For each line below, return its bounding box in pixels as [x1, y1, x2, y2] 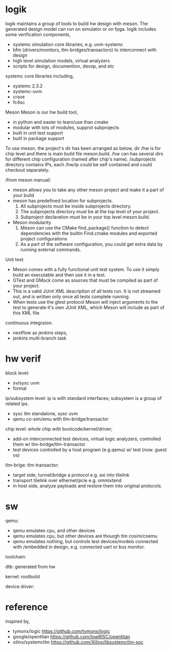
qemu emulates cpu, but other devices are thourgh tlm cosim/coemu [12, 533, 158, 539]
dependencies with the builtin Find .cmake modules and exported [20, 230, 158, 236]
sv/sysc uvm [12, 379, 40, 386]
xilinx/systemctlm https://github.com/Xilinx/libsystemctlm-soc [12, 639, 144, 645]
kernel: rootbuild [5, 573, 40, 579]
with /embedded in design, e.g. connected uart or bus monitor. [12, 544, 145, 550]
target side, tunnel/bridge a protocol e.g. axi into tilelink [12, 472, 130, 478]
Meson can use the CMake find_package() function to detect [20, 225, 149, 231]
